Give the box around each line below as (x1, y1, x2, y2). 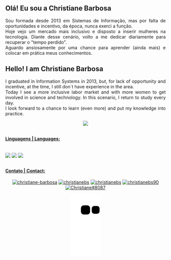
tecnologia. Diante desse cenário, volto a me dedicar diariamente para (5, 34, 166, 40)
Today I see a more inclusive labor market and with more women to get (5, 89, 166, 95)
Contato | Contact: (5, 168, 46, 174)
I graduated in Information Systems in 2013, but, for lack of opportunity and (5, 78, 166, 84)
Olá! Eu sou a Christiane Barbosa (5, 4, 111, 13)
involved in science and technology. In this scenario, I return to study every (5, 94, 166, 101)
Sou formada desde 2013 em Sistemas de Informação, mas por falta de (5, 17, 166, 23)
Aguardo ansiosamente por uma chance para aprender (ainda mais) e (5, 44, 166, 50)
